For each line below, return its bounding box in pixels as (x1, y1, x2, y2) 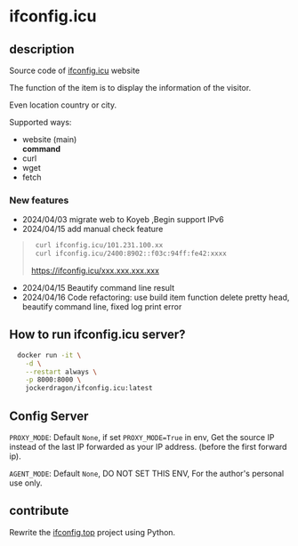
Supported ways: (9, 117, 72, 127)
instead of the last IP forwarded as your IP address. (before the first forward (9, 442, 287, 453)
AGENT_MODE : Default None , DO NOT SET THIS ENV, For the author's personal (9, 469, 285, 479)
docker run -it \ (17, 350, 82, 359)
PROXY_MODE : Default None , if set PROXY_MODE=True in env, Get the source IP (9, 432, 275, 443)
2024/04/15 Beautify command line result (21, 283, 175, 293)
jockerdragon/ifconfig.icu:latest (25, 384, 153, 393)
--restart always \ (25, 367, 98, 376)
